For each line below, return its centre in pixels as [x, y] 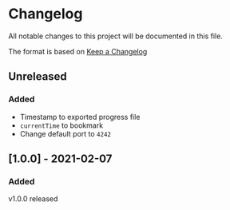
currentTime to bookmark [61, 125]
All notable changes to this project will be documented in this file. [116, 36]
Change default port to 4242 [65, 133]
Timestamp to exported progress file [80, 117]
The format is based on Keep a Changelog [78, 51]
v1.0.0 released [33, 199]
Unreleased [38, 77]
